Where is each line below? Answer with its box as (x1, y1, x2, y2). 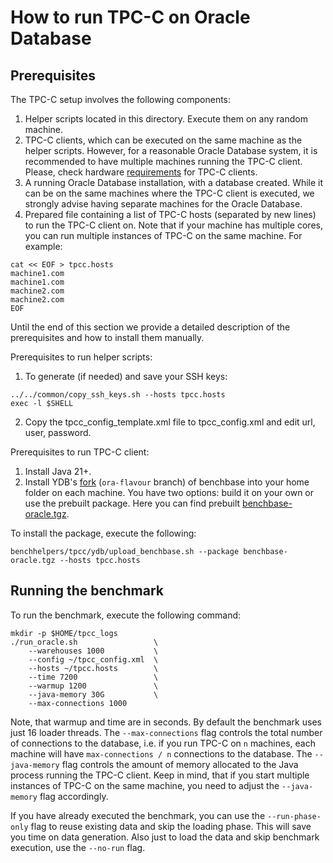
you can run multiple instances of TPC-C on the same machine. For (24, 230, 303, 241)
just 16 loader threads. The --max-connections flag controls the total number (10, 726, 323, 738)
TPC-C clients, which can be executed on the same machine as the (24, 134, 303, 146)
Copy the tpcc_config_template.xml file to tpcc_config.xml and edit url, (24, 416, 316, 428)
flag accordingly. (39, 790, 109, 802)
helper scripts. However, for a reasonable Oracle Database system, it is (24, 145, 318, 156)
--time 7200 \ (28, 672, 159, 682)
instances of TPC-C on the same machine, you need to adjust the (10, 779, 280, 791)
